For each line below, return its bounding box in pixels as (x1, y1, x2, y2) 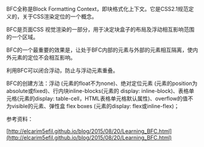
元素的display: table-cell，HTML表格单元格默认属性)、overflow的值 (19, 95, 188, 102)
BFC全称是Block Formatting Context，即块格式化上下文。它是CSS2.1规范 (6, 5, 189, 12)
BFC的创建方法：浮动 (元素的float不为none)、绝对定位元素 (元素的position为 (6, 80, 198, 87)
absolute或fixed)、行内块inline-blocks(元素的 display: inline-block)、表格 (6, 87, 189, 94)
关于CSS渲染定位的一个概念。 (22, 13, 97, 20)
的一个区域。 (6, 33, 38, 41)
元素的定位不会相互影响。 (11, 54, 76, 61)
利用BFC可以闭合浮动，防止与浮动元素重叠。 (6, 67, 119, 74)
